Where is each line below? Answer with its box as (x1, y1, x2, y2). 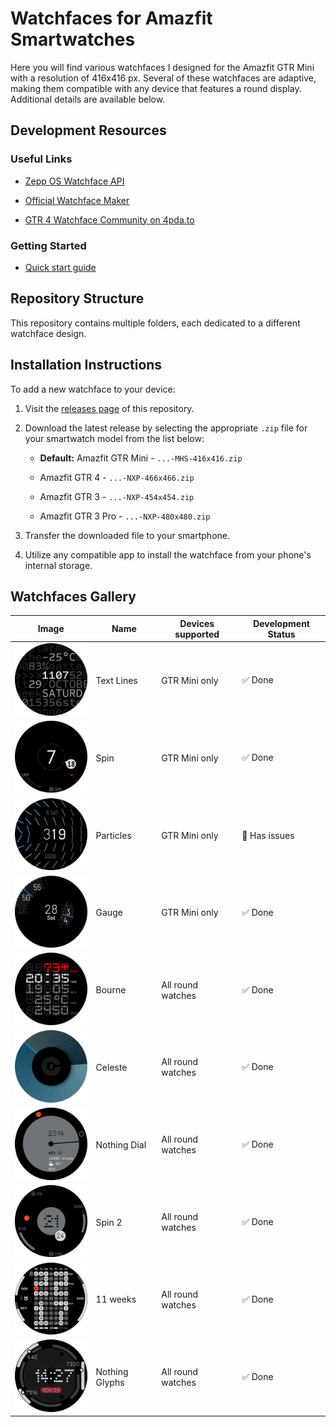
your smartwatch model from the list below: (24, 432, 205, 444)
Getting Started (10, 238, 87, 252)
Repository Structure (10, 290, 145, 307)
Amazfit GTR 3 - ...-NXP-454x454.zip (39, 490, 195, 502)
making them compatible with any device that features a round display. (10, 82, 302, 94)
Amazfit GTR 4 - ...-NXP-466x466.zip (39, 471, 195, 483)
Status (267, 628, 296, 640)
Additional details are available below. (10, 93, 166, 105)
